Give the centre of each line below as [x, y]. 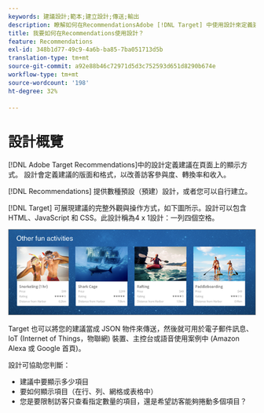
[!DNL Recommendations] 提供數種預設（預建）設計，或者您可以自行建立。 [130, 192]
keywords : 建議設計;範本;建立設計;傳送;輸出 [74, 16]
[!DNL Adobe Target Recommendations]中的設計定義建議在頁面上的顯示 [125, 165]
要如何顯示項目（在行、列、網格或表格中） [88, 392]
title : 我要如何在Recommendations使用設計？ [76, 33]
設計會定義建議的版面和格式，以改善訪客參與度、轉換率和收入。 [126, 175]
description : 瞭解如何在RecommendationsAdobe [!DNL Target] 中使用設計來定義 [131, 25]
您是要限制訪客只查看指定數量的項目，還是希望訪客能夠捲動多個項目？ [133, 401]
